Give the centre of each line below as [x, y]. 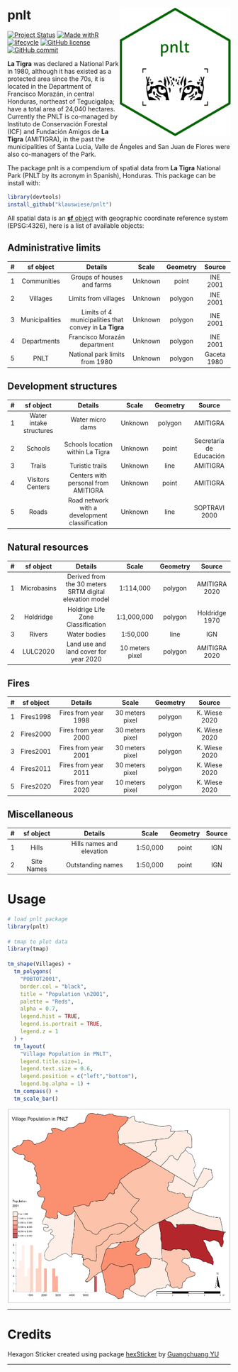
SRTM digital [86, 592]
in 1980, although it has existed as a [59, 71]
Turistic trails [89, 466]
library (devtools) [34, 197]
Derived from [86, 577]
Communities [41, 281]
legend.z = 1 [39, 1032]
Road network [88, 500]
